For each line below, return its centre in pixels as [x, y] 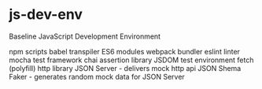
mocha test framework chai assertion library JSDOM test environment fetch [131, 60]
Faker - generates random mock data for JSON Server [97, 76]
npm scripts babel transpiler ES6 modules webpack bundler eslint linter [125, 51]
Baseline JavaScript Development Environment [85, 36]
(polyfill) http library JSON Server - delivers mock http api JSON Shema [125, 68]
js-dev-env [46, 15]
